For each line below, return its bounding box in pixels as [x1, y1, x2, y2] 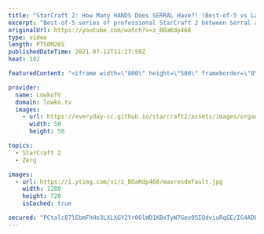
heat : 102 [8, 56, 41, 64]
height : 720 [22, 192, 61, 200]
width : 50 [28, 120, 61, 128]
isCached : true [22, 199, 72, 208]
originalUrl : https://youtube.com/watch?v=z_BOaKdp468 [8, 26, 192, 34]
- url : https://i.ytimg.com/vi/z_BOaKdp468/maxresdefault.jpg [15, 177, 223, 185]
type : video [8, 33, 47, 42]
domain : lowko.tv [15, 98, 72, 106]
